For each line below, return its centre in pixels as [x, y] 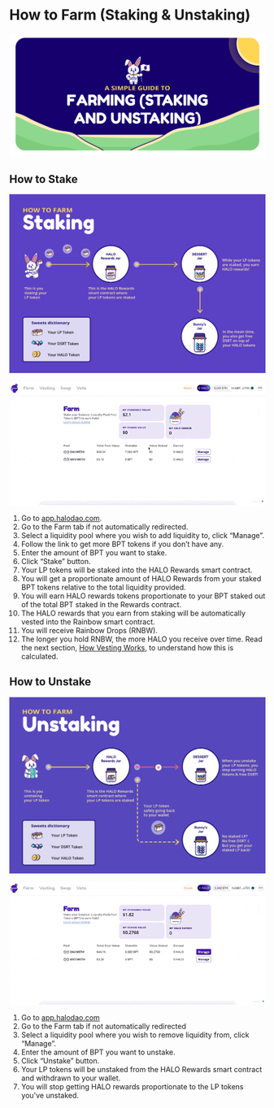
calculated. [39, 656]
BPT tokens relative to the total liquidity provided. [103, 587]
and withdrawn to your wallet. [71, 1078]
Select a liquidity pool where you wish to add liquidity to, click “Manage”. [143, 535]
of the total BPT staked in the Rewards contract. [101, 604]
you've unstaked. [50, 1095]
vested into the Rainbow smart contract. [88, 621]
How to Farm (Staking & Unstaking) [130, 15]
